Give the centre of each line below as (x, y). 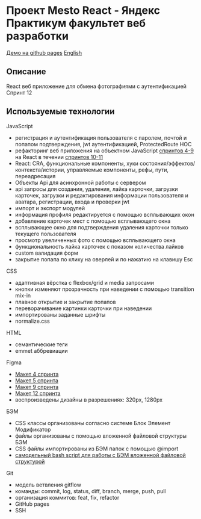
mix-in (23, 295)
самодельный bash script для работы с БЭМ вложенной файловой (100, 455)
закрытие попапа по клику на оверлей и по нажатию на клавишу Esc (104, 259)
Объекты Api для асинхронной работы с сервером (80, 182)
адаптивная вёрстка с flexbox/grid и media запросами (85, 282)
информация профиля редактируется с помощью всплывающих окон (104, 214)
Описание (26, 72)
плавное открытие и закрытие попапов (65, 302)
